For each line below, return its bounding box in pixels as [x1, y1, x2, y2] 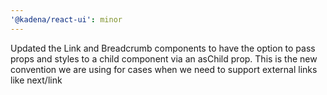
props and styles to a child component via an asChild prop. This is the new [10, 52, 318, 65]
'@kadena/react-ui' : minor [10, 14, 123, 25]
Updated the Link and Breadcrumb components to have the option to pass [10, 42, 316, 54]
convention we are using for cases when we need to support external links [10, 63, 318, 75]
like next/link [10, 74, 63, 86]
